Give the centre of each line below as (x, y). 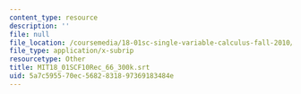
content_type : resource (54, 17)
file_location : (38, 43)
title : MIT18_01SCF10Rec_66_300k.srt (80, 68)
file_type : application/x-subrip (72, 51)
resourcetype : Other (48, 59)
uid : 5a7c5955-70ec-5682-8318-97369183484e (92, 76)
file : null (30, 34)
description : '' (39, 26)
